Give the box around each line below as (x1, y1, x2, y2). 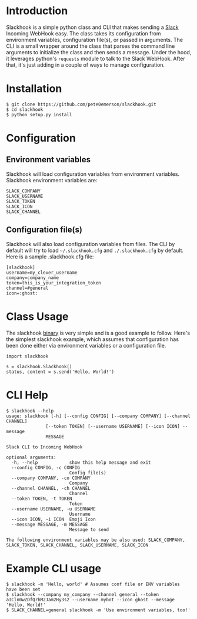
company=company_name (6, 274, 59, 281)
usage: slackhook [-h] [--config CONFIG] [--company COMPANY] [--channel (6, 413, 191, 419)
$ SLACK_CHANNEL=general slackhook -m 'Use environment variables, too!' (6, 607, 191, 613)
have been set (6, 586, 41, 592)
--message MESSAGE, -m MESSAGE (11, 521, 88, 528)
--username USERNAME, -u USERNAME (11, 506, 96, 512)
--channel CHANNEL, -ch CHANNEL (11, 485, 91, 491)
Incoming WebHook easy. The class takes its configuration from (6, 30, 161, 37)
